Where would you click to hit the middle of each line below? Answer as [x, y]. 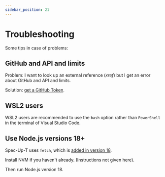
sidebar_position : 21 [27, 10]
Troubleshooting [40, 34]
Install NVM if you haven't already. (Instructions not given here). [70, 160]
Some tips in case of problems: [37, 48]
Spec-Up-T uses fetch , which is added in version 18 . [59, 150]
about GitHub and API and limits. [38, 81]
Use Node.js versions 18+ [45, 138]
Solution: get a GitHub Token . [35, 90]
